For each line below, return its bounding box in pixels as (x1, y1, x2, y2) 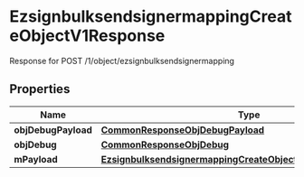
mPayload (14, 153, 59, 165)
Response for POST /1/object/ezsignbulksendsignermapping (9, 55, 235, 66)
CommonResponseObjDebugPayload (100, 124, 265, 136)
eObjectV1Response (9, 25, 166, 46)
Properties (9, 81, 71, 97)
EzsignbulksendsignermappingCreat (9, 6, 292, 27)
